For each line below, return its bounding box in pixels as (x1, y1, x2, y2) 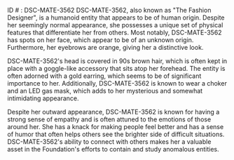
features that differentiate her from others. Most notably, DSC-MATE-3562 (7, 28, 222, 36)
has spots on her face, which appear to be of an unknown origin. (7, 36, 194, 44)
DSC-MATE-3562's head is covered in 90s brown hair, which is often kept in (7, 57, 228, 65)
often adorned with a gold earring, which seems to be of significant (7, 72, 202, 80)
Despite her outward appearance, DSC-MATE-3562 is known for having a (7, 108, 220, 116)
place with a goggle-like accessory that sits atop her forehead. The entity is (7, 65, 226, 72)
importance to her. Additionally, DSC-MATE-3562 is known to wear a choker (7, 79, 228, 87)
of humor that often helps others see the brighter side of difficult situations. (7, 130, 225, 138)
